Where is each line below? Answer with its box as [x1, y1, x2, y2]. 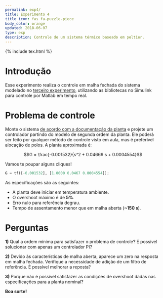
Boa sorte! [5, 288, 27, 294]
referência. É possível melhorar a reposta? [5, 264, 91, 270]
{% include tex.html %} [5, 48, 52, 54]
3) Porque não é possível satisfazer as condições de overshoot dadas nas [5, 273, 156, 279]
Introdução [5, 66, 51, 77]
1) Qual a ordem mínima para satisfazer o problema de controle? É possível [5, 238, 158, 245]
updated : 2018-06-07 [5, 26, 48, 31]
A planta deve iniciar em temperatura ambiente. [12, 189, 109, 195]
